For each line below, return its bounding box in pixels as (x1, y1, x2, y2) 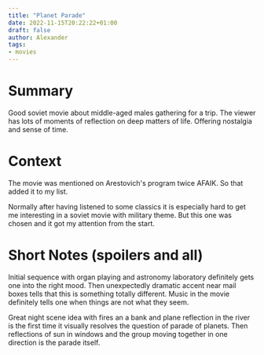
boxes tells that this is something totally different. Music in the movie (8, 289, 230, 298)
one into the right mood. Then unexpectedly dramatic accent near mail (8, 280, 236, 290)
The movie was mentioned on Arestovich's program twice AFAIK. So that (8, 178, 244, 187)
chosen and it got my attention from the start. (8, 218, 156, 228)
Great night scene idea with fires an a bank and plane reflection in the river (8, 312, 250, 322)
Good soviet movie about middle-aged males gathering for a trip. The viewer (8, 108, 256, 117)
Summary (8, 82, 73, 100)
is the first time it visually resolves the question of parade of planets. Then (8, 320, 248, 331)
